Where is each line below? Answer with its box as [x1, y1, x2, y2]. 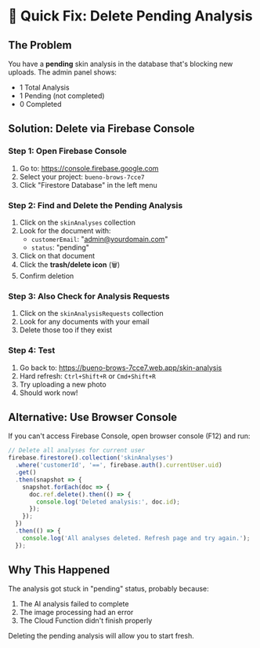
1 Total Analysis [19, 82, 70, 92]
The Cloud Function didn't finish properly [19, 616, 153, 625]
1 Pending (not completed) [19, 91, 105, 101]
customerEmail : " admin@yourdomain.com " [31, 234, 168, 243]
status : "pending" [31, 243, 90, 252]
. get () [15, 469, 37, 477]
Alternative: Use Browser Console [8, 410, 178, 423]
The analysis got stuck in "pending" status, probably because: [8, 584, 209, 594]
